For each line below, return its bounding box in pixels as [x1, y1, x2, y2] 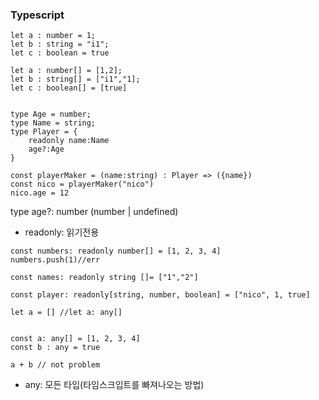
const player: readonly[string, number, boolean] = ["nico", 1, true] [10, 290, 311, 300]
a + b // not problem [10, 360, 101, 370]
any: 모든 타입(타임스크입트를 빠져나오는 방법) [24, 379, 205, 391]
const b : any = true [10, 343, 101, 353]
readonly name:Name [28, 136, 110, 146]
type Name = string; [10, 118, 97, 128]
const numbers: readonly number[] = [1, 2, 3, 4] [10, 246, 222, 257]
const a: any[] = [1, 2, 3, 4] [10, 334, 141, 344]
